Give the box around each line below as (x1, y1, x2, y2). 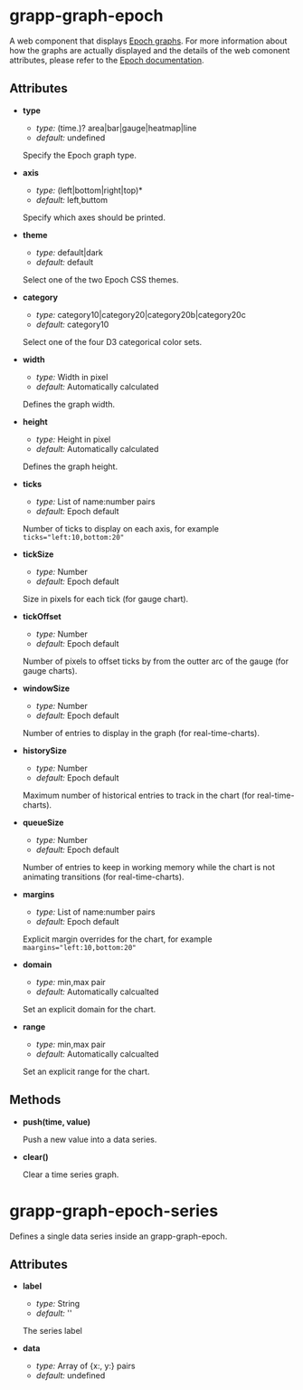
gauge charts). (22, 665, 78, 676)
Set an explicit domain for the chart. (22, 1003, 156, 1014)
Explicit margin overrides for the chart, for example (22, 934, 213, 944)
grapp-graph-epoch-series (9, 1201, 219, 1221)
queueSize (22, 817, 64, 828)
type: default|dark (35, 246, 104, 258)
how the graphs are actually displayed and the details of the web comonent (9, 44, 290, 55)
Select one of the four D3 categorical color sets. (22, 336, 203, 347)
